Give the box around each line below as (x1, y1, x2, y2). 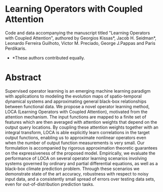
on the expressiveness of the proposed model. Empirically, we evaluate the (5, 150, 156, 156)
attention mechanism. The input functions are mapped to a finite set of (5, 114, 146, 120)
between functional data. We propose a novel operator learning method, (5, 103, 150, 109)
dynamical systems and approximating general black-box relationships (5, 98, 147, 104)
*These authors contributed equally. (12, 55, 85, 60)
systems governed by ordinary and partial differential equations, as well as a (5, 160, 158, 166)
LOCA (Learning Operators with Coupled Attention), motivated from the (5, 109, 147, 115)
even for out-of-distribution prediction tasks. (5, 181, 94, 187)
